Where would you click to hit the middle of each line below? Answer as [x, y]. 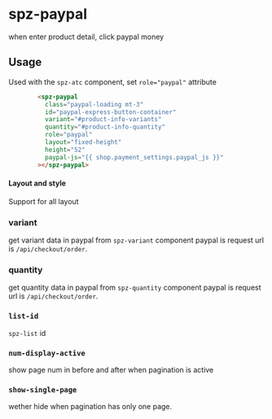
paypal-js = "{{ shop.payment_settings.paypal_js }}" [134, 157]
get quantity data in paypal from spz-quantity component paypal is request [135, 288]
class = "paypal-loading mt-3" [94, 104]
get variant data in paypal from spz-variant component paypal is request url [136, 240]
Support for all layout [44, 201]
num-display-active [47, 353]
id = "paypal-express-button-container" [110, 112]
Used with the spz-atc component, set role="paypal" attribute [113, 81]
